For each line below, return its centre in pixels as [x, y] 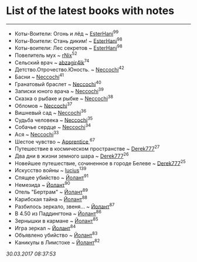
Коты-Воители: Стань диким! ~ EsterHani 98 [68, 40]
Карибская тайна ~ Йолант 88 [51, 199]
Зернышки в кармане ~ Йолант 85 [56, 220]
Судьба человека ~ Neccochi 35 [54, 120]
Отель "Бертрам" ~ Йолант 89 [51, 192]
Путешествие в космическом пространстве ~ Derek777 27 [87, 148]
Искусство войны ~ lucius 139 [50, 170]
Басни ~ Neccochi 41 [39, 76]
